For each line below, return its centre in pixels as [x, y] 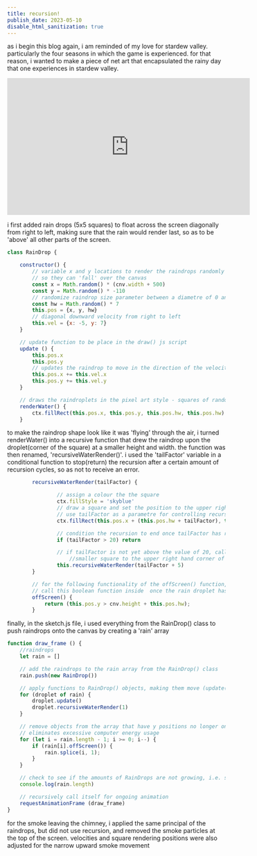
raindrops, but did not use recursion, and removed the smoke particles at [112, 830]
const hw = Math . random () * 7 [76, 304]
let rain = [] [40, 656]
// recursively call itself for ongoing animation [94, 797]
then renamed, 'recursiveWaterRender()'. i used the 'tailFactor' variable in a [114, 455]
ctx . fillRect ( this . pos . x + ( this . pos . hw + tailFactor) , [139, 521]
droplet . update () [57, 701]
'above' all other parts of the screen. [59, 240]
